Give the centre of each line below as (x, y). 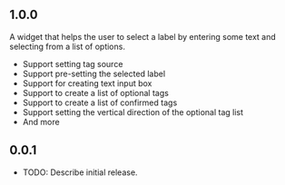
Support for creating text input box (87, 83)
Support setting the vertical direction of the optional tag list (133, 112)
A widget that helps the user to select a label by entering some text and (143, 36)
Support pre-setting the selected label (94, 73)
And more (41, 122)
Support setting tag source (73, 63)
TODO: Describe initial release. (80, 172)
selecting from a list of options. (67, 46)
